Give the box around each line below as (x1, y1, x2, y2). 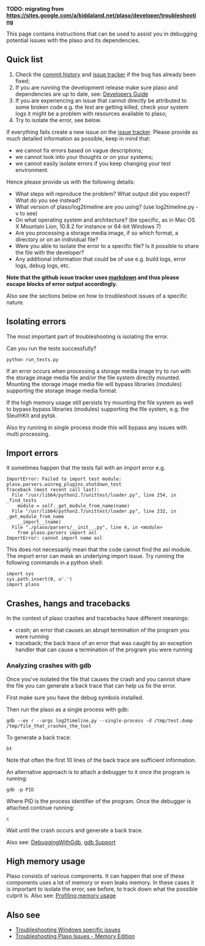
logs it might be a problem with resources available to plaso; (15, 110, 167, 117)
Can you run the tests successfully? (6, 344, 97, 352)
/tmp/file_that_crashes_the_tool (6, 723, 92, 729)
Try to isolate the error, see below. (15, 116, 102, 123)
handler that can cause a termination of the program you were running (15, 646, 193, 653)
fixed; (15, 77, 30, 85)
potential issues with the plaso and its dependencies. (6, 37, 140, 44)
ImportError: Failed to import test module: (6, 476, 122, 483)
